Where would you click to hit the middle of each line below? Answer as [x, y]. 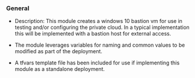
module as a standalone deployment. [60, 69]
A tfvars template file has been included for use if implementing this [97, 63]
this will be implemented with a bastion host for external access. [93, 34]
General [18, 8]
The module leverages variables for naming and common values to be [100, 45]
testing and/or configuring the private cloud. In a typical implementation [102, 27]
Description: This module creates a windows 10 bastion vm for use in [98, 21]
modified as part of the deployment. [58, 51]
